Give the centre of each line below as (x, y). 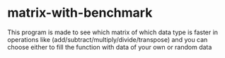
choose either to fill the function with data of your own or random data (110, 47)
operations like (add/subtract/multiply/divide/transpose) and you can (108, 39)
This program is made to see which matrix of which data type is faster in (112, 32)
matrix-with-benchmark (80, 13)
